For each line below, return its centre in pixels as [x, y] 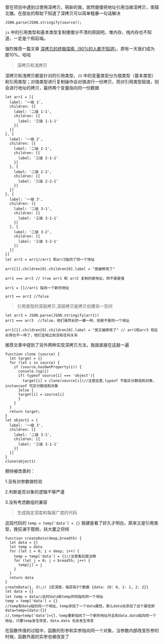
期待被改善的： [20, 471]
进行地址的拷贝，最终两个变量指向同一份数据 [54, 88]
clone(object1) [20, 461]
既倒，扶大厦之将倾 [50, 529]
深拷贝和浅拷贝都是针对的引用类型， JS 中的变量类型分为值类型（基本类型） [81, 75]
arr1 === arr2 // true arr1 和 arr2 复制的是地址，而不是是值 [65, 279]
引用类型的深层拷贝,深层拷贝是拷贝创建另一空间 [65, 306]
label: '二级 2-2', [33, 172]
